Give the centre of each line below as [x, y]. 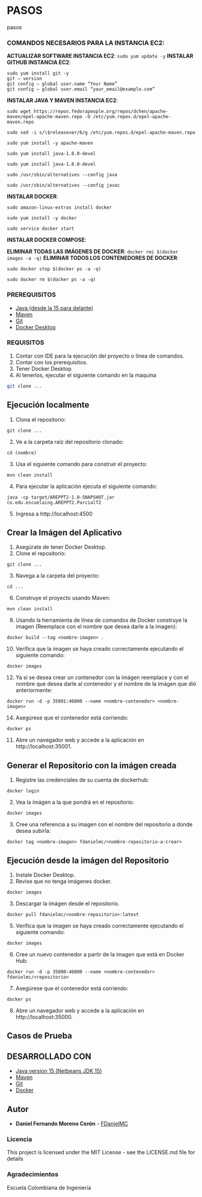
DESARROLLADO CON [49, 1056]
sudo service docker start [41, 229]
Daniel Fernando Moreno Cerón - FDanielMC [72, 1123]
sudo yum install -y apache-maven [50, 143]
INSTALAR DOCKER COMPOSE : [47, 240]
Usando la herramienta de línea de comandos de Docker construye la [102, 620]
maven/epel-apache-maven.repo [45, 117]
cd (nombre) [22, 453]
